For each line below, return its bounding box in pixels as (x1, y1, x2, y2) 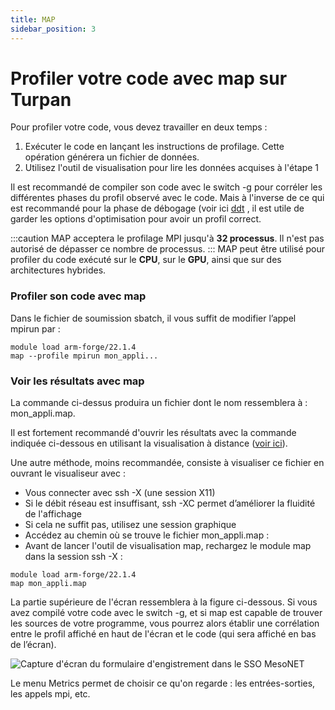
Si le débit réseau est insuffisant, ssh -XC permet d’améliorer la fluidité (24, 497, 316, 510)
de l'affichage (24, 508, 83, 520)
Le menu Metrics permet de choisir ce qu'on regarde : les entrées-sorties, (10, 677, 316, 690)
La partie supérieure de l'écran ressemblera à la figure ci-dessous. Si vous (10, 596, 318, 608)
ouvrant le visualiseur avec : (10, 467, 126, 480)
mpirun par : (10, 322, 61, 335)
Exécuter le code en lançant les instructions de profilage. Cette (24, 141, 285, 153)
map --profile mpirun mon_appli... (10, 351, 159, 361)
